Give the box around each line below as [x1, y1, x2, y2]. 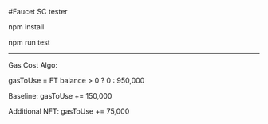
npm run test [8, 37, 50, 47]
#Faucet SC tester [8, 7, 68, 16]
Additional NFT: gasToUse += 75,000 [8, 107, 130, 116]
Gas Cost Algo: [8, 60, 58, 70]
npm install [8, 22, 45, 31]
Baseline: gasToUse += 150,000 [8, 91, 112, 100]
